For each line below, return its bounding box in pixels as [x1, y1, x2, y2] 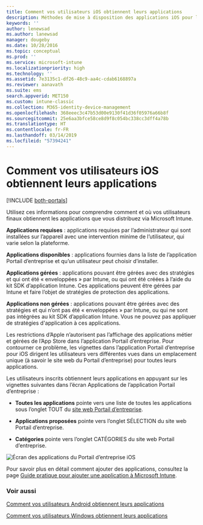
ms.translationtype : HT [6, 121, 66, 127]
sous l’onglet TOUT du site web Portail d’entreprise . [14, 406, 143, 413]
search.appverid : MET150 [6, 93, 69, 99]
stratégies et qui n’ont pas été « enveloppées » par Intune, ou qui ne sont [6, 306, 188, 314]
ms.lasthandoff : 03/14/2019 [6, 132, 77, 139]
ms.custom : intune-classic [6, 98, 74, 104]
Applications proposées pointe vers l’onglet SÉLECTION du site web [14, 417, 187, 424]
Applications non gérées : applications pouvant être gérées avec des [6, 300, 180, 307]
